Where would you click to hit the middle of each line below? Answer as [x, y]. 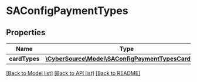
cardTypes [24, 59]
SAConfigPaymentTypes [67, 11]
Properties [26, 33]
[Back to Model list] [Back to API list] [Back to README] [73, 73]
